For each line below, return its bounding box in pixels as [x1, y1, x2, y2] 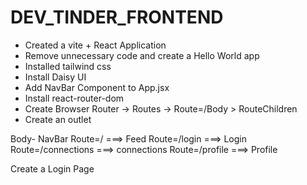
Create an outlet [24, 113, 92, 125]
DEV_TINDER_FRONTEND [10, 6, 224, 29]
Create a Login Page [10, 162, 95, 175]
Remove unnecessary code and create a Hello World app [24, 49, 260, 61]
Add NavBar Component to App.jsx [24, 81, 170, 93]
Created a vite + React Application [24, 39, 167, 51]
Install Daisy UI [24, 71, 87, 83]
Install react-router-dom [24, 92, 125, 104]
